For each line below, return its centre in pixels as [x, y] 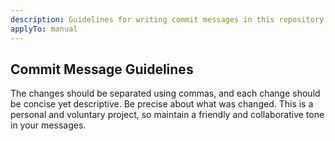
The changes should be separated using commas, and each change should [165, 93]
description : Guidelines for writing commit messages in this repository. [169, 19]
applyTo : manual [44, 29]
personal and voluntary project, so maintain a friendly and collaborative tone [167, 115]
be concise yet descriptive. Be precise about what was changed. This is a [162, 104]
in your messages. [48, 125]
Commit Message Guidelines [102, 69]
